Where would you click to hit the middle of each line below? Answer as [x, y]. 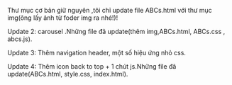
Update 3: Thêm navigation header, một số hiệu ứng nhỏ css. [97, 53]
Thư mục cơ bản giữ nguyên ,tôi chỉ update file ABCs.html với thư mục [110, 10]
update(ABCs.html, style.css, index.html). [68, 74]
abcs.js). [20, 39]
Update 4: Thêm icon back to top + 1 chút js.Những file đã [92, 66]
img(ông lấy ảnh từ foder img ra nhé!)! [63, 18]
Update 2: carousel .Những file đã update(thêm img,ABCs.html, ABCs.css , [116, 32]
